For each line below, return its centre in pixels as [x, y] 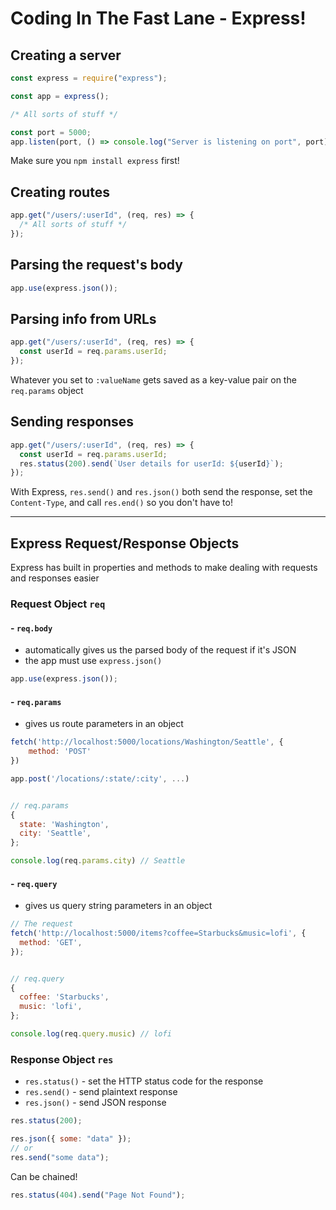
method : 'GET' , [51, 942]
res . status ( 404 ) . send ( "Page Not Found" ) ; [98, 1195]
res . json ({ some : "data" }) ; [71, 1139]
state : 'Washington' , [64, 824]
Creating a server [66, 55]
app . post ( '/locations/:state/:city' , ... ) [100, 778]
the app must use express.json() [93, 661]
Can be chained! [44, 1176]
